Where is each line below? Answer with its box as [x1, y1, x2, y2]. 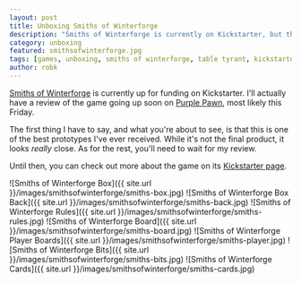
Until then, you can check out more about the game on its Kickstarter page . [9, 160, 288, 171]
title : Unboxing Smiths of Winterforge [9, 21, 159, 30]
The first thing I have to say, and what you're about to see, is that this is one [9, 124, 289, 134]
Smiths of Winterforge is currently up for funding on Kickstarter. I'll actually [9, 87, 287, 99]
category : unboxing [9, 38, 82, 47]
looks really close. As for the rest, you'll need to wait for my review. [9, 142, 257, 153]
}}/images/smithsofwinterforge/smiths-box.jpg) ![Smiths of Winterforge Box [9, 187, 289, 198]
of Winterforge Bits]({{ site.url [39, 244, 150, 255]
